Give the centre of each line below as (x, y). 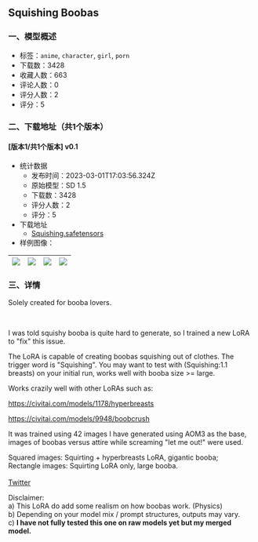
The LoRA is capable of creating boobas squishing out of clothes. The (121, 357)
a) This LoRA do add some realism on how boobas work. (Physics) (116, 506)
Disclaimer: (26, 498)
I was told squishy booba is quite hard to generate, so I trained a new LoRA (129, 333)
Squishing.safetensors (67, 233)
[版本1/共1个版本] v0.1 (43, 147)
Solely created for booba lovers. (60, 303)
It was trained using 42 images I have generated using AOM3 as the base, (127, 434)
